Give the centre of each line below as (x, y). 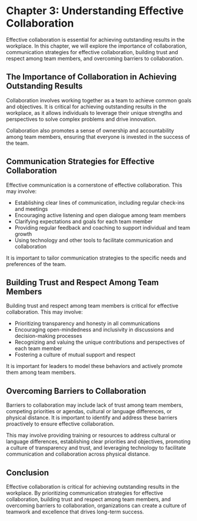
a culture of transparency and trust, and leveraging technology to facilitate (96, 448)
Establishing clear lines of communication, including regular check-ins (100, 203)
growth (23, 234)
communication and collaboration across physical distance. (78, 454)
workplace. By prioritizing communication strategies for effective (85, 493)
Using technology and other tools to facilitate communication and (94, 240)
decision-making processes (48, 336)
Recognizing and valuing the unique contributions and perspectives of (100, 342)
